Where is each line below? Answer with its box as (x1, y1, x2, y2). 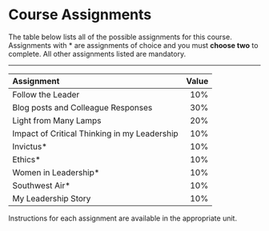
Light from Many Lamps (12, 114, 102, 125)
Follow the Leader (12, 89, 80, 100)
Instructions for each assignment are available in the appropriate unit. (8, 213, 238, 223)
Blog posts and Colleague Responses (12, 102, 153, 113)
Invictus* (12, 141, 48, 152)
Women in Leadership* (12, 166, 100, 177)
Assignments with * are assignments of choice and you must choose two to (8, 40, 259, 50)
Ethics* (12, 153, 42, 165)
